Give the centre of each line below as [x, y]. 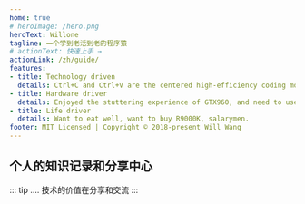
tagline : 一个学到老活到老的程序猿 [69, 43]
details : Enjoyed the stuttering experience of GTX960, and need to [150, 102]
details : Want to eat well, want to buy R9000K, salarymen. [133, 119]
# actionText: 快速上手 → [56, 52]
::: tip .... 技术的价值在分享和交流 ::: [74, 189]
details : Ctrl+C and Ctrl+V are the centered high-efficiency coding [152, 85]
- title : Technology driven [63, 77]
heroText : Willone [44, 34]
